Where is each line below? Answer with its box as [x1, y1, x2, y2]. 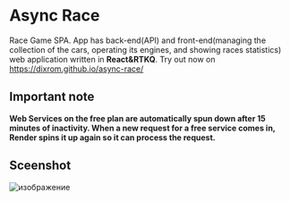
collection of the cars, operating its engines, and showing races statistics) [9, 44, 282, 54]
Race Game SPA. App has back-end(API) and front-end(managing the [9, 35, 267, 46]
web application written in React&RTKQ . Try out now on [9, 54, 216, 64]
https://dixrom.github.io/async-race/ [9, 63, 144, 74]
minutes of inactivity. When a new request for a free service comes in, [9, 122, 276, 133]
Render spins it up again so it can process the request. [9, 131, 217, 143]
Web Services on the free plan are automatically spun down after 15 [9, 113, 266, 123]
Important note [9, 89, 95, 105]
